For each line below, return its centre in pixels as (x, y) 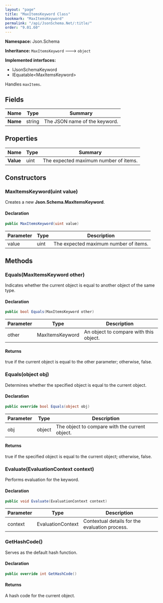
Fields (15, 99)
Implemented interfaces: (31, 60)
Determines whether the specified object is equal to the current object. (76, 385)
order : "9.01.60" (23, 28)
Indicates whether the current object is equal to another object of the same (80, 285)
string (33, 121)
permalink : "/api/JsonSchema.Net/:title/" (49, 23)
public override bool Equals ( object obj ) (48, 406)
